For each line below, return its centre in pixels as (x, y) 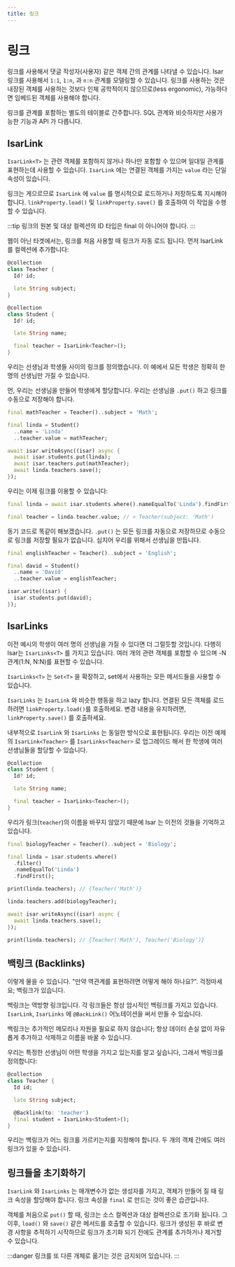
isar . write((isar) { (37, 591)
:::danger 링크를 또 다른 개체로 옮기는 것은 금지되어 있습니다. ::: (93, 1256)
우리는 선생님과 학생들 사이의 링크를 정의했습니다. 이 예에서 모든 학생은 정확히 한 (116, 367)
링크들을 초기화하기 (47, 1173)
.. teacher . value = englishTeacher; (65, 579)
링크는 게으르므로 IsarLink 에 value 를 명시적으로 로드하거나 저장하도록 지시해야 (117, 194)
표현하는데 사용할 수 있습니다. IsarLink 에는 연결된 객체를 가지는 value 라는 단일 (117, 170)
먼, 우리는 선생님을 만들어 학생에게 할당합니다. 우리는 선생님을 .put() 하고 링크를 (117, 390)
